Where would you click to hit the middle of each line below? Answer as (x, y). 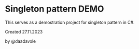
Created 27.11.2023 (24, 32)
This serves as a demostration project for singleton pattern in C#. (70, 22)
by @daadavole (21, 41)
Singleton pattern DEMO (55, 9)
